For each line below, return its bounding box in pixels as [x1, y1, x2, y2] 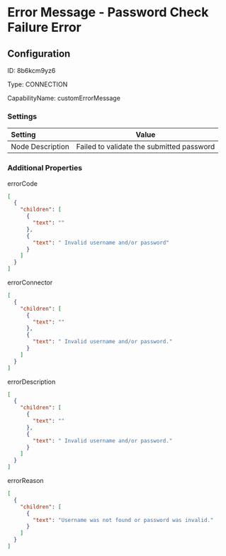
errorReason [7, 477, 44, 485]
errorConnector [7, 278, 53, 287]
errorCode [7, 179, 38, 188]
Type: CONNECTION [7, 80, 68, 89]
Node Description [11, 142, 69, 152]
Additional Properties [7, 163, 83, 173]
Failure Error [7, 19, 81, 35]
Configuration [7, 48, 71, 60]
